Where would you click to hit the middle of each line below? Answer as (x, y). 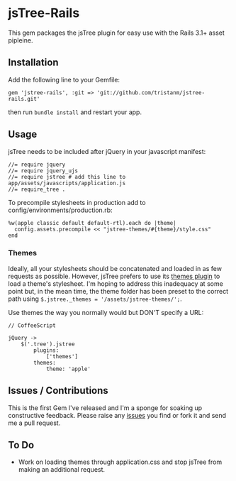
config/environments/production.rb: (60, 210)
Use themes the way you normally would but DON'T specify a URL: (106, 312)
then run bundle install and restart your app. (75, 112)
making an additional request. (62, 470)
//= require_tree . (37, 189)
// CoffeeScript (32, 325)
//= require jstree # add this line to (67, 177)
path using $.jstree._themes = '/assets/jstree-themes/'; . (95, 299)
